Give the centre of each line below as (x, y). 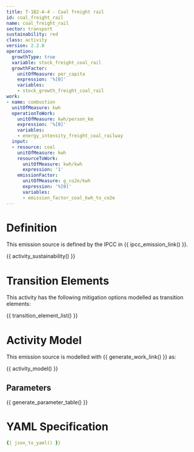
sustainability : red (32, 35)
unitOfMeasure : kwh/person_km (55, 119)
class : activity (27, 40)
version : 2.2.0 (25, 46)
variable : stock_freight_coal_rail (57, 62)
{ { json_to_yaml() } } (34, 443)
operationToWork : (34, 113)
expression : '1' (43, 170)
